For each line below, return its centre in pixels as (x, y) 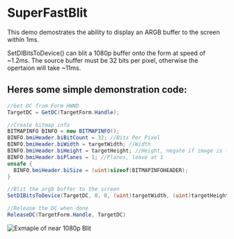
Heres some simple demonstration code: (97, 90)
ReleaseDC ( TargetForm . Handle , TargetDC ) (67, 215)
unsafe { (20, 164)
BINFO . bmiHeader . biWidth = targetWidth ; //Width (79, 144)
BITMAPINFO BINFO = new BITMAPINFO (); (63, 131)
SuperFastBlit (48, 13)
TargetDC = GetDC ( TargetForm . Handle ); (63, 112)
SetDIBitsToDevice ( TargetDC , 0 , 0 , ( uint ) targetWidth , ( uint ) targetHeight (118, 196)
